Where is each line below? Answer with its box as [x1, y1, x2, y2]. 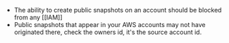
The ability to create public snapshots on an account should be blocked [13, 6, 222, 14]
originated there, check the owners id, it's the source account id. [13, 28, 202, 36]
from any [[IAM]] [13, 13, 63, 21]
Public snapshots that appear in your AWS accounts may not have [13, 21, 206, 28]
